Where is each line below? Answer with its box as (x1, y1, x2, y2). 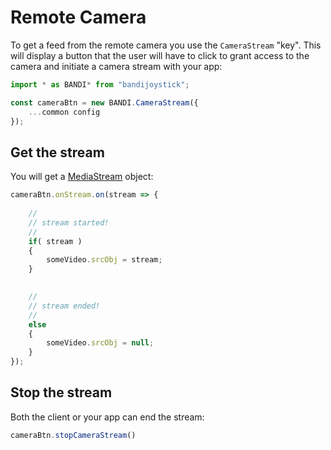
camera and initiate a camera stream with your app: (10, 60, 223, 72)
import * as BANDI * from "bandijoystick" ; (10, 79, 190, 90)
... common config (28, 107, 101, 117)
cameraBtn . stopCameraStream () (10, 430, 137, 440)
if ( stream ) (28, 236, 83, 246)
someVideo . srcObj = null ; (46, 338, 155, 348)
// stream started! (28, 217, 110, 228)
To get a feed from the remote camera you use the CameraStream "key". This (10, 39, 322, 51)
